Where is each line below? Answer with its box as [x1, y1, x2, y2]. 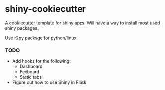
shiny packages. [5, 25, 39, 31]
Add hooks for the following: [12, 58, 71, 64]
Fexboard [19, 69, 40, 75]
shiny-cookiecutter [5, 3, 86, 15]
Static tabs [19, 74, 42, 80]
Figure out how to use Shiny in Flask [12, 79, 87, 85]
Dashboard [19, 63, 43, 70]
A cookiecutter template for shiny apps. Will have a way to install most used [5, 20, 160, 26]
